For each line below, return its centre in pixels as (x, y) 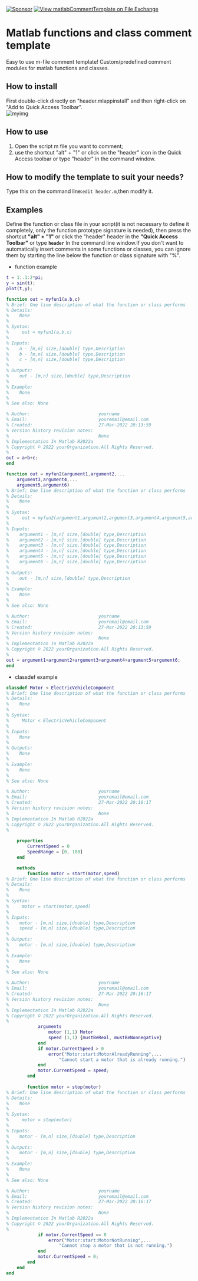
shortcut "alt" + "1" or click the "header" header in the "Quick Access (92, 237)
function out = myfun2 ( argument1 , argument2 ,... (66, 474)
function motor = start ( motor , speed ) (73, 873)
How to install (32, 86)
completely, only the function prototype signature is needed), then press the (99, 231)
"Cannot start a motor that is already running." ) (122, 1060)
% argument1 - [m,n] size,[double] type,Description (76, 534)
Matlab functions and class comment (99, 33)
